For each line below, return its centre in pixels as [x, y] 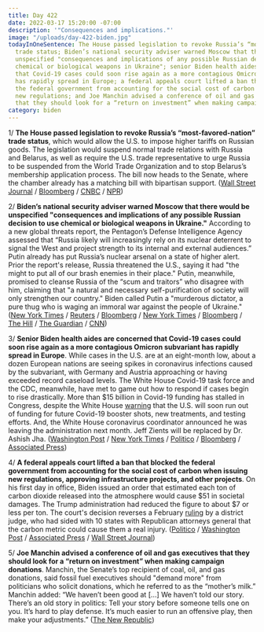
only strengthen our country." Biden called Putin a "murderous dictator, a [126, 298]
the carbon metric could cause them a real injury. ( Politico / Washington [124, 529]
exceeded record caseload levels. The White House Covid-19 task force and [131, 380]
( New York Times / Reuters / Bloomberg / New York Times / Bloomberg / [125, 315]
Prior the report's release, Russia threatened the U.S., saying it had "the [124, 265]
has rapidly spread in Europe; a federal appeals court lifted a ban [131, 81]
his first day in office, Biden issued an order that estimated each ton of [122, 487]
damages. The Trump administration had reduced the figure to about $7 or [128, 504]
